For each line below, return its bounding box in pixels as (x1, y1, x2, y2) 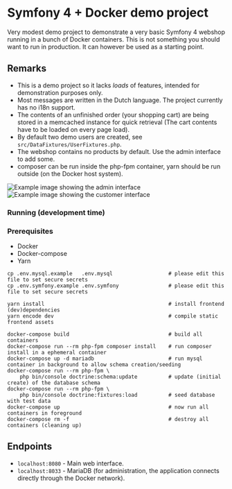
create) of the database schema (7, 379, 100, 386)
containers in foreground (7, 409, 82, 417)
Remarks (7, 62, 47, 74)
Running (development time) (7, 207, 105, 217)
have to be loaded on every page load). (17, 125, 130, 133)
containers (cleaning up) (7, 422, 82, 429)
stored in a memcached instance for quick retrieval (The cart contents (17, 118, 217, 126)
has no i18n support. (17, 103, 76, 112)
